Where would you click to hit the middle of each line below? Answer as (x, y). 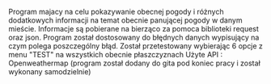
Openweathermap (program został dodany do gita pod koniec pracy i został (134, 63)
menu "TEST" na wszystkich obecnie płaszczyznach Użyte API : (116, 55)
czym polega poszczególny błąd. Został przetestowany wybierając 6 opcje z (135, 46)
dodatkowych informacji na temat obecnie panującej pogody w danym (125, 20)
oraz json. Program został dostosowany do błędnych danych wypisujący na (134, 37)
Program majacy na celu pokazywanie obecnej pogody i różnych (116, 12)
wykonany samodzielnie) (50, 71)
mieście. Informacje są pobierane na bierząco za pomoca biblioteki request (133, 29)
